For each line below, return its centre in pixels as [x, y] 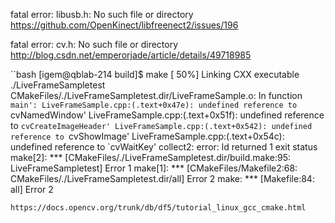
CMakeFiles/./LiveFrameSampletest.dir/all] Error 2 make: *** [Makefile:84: [162, 178]
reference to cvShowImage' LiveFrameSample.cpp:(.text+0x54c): [147, 136]
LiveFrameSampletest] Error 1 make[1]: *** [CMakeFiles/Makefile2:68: [154, 168]
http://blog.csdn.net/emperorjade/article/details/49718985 [131, 55]
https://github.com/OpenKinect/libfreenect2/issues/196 [124, 25]
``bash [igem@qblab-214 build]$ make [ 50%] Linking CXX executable [155, 74]
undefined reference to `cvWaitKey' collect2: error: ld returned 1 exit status [164, 147]
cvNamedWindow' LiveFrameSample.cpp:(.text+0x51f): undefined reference [167, 115]
